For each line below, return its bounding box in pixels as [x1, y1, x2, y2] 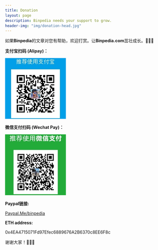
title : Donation [5, 8, 38, 13]
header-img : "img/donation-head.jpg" [5, 23, 82, 28]
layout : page [5, 13, 32, 18]
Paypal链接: [5, 201, 29, 207]
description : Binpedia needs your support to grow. [5, 18, 112, 23]
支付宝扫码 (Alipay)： [5, 48, 49, 54]
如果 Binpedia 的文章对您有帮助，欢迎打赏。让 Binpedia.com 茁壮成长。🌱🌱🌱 [5, 38, 154, 44]
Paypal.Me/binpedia [5, 211, 45, 216]
